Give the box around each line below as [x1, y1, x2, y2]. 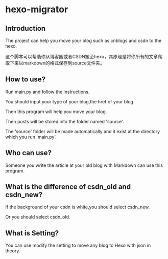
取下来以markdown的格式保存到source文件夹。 [5, 60, 105, 66]
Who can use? [5, 148, 52, 157]
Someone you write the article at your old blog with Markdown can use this [5, 162, 163, 168]
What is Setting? [5, 229, 59, 238]
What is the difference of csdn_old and [5, 183, 131, 191]
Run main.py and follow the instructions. [5, 89, 90, 95]
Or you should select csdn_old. [5, 214, 70, 220]
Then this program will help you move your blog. [5, 109, 107, 115]
